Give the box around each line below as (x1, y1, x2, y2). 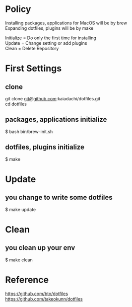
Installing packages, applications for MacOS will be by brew (5, 20, 128, 26)
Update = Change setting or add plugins (5, 40, 87, 46)
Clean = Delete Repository (5, 45, 59, 51)
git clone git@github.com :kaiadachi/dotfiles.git (5, 95, 101, 101)
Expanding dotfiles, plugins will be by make (5, 25, 94, 31)
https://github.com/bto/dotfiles (5, 291, 68, 297)
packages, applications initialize (5, 115, 107, 124)
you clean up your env (5, 243, 75, 252)
